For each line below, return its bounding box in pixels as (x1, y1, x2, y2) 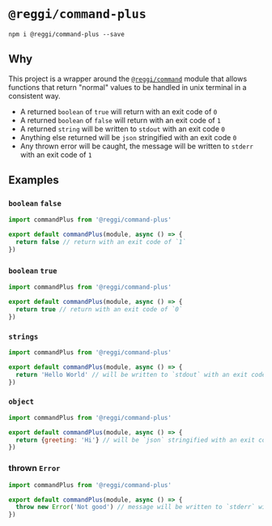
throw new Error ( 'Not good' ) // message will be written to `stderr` (15, 503, 255, 511)
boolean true (8, 266, 57, 276)
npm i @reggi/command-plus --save (8, 30, 125, 38)
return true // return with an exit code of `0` (15, 305, 183, 314)
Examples (8, 173, 59, 187)
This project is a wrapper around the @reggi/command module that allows (8, 74, 248, 83)
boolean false (8, 199, 62, 208)
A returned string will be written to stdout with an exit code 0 (19, 124, 225, 134)
